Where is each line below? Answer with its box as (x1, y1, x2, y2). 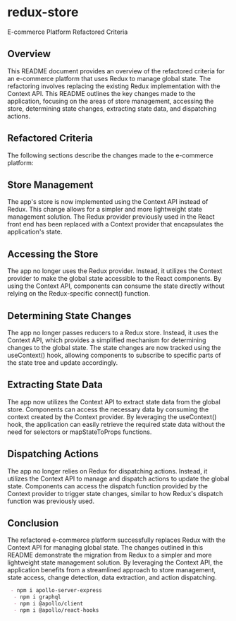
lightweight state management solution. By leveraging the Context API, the (7, 558, 223, 567)
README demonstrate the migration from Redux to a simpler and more (7, 551, 213, 560)
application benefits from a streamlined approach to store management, (7, 566, 216, 574)
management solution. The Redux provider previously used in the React (7, 212, 215, 221)
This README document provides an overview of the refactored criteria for (7, 66, 225, 75)
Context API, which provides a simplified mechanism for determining (7, 336, 206, 344)
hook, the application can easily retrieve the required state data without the (7, 420, 225, 428)
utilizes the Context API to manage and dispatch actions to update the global (7, 474, 230, 483)
